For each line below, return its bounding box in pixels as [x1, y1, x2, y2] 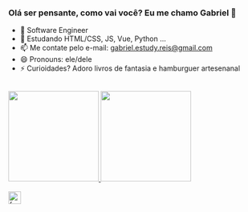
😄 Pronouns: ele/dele [19, 55, 92, 64]
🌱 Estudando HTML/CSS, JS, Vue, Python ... [19, 34, 166, 43]
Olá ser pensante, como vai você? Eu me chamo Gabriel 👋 [8, 7, 237, 18]
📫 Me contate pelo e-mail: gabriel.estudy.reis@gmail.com [19, 43, 213, 53]
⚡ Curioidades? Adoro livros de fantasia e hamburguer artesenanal [19, 63, 241, 73]
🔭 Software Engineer [19, 26, 88, 35]
